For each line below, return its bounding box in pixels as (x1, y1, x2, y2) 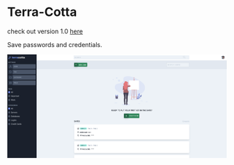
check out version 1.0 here (7, 27, 84, 35)
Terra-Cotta (7, 4, 77, 20)
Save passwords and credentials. (7, 40, 102, 49)
